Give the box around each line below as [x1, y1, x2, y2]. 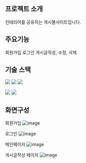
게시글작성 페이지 [5, 152, 39, 158]
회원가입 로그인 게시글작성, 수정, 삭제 [5, 49, 77, 55]
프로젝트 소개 [5, 5, 43, 14]
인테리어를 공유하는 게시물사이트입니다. [5, 19, 81, 25]
